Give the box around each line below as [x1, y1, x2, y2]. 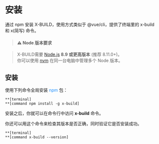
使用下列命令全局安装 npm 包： [5, 87, 68, 93]
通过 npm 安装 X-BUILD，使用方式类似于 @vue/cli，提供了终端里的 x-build [5, 21, 155, 27]
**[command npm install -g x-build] [5, 101, 79, 106]
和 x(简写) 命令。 [5, 27, 39, 33]
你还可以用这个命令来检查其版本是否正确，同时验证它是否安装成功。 [5, 121, 142, 126]
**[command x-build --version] [5, 135, 69, 140]
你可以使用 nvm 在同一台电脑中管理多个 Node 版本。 [17, 58, 123, 63]
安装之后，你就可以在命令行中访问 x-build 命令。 [5, 110, 104, 116]
